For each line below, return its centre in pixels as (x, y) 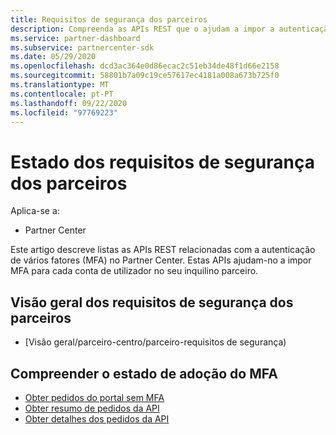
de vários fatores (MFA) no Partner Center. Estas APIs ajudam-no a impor (161, 260)
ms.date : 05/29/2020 (53, 57)
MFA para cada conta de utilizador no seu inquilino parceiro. (134, 271)
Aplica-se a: (35, 211)
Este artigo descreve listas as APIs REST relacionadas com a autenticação (163, 250)
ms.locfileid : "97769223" (64, 112)
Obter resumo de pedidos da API (92, 408)
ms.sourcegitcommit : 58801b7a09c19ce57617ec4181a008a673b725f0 (145, 76)
